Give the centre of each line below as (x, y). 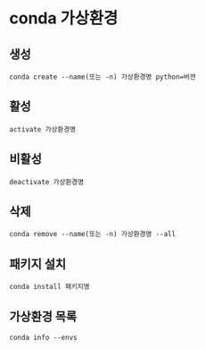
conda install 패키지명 (49, 287)
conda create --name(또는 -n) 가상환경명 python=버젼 (102, 77)
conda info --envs (43, 338)
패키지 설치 (38, 264)
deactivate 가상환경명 (47, 182)
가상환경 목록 (43, 316)
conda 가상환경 (64, 18)
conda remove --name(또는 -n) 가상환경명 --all (93, 234)
